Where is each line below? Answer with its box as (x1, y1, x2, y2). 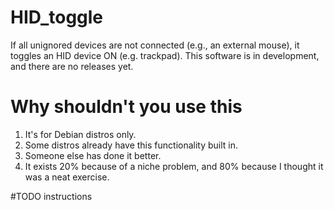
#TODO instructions (10, 190, 93, 202)
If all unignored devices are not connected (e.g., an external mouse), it (10, 39, 300, 51)
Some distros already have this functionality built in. (24, 139, 239, 151)
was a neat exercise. (24, 171, 110, 183)
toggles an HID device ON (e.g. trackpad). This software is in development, (10, 49, 320, 61)
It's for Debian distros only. (24, 128, 137, 140)
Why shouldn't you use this (10, 96, 243, 118)
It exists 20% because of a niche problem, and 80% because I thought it (24, 160, 324, 172)
